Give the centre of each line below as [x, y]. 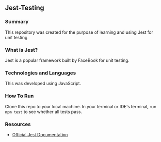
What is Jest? [21, 50]
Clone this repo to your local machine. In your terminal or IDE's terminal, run [81, 106]
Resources [18, 124]
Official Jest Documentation [40, 134]
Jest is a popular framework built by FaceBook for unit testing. [67, 60]
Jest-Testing [25, 8]
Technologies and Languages [40, 73]
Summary [17, 22]
